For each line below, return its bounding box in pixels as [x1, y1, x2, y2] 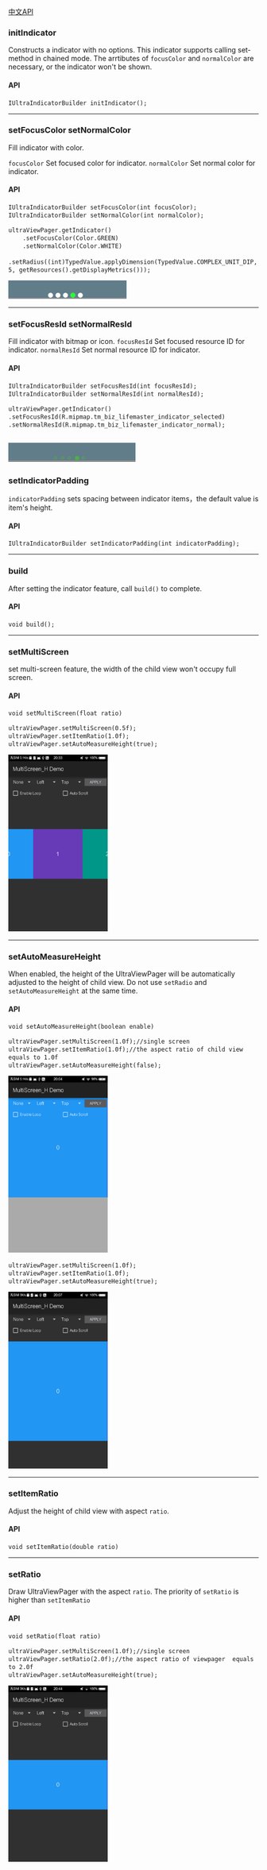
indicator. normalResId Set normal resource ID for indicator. [8, 345, 201, 355]
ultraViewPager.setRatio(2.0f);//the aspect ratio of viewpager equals [8, 1655, 254, 1663]
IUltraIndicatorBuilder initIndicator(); [8, 99, 148, 107]
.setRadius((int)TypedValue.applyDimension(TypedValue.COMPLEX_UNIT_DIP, [8, 258, 258, 266]
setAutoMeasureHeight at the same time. [8, 986, 138, 995]
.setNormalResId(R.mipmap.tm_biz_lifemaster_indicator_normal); [8, 420, 226, 429]
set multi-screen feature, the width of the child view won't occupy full [8, 664, 237, 674]
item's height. [8, 503, 53, 512]
